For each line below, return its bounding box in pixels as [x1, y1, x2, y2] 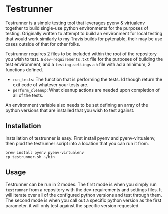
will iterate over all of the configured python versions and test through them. [5, 192, 162, 198]
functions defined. [5, 66, 44, 73]
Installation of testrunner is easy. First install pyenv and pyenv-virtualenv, [5, 135, 156, 141]
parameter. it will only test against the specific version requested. [5, 202, 140, 208]
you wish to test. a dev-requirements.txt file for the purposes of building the [5, 56, 163, 62]
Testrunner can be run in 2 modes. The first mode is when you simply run [5, 181, 157, 187]
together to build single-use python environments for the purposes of [5, 25, 149, 31]
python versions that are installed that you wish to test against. [5, 107, 135, 113]
